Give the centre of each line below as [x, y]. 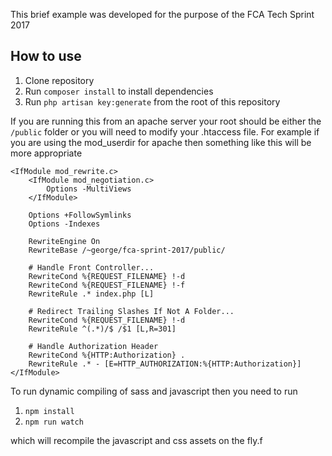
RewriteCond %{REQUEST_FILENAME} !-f [107, 285]
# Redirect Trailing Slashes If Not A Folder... [131, 311]
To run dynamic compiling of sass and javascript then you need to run [154, 391]
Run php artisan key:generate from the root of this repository [152, 101]
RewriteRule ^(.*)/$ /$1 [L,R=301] [102, 329]
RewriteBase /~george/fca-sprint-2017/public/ [127, 250]
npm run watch [54, 422]
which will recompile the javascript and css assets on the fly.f [136, 440]
